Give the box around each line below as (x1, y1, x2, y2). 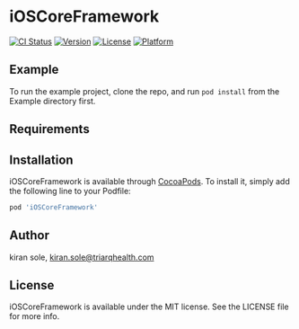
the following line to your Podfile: (9, 185, 132, 196)
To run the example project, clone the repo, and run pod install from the (9, 85, 280, 96)
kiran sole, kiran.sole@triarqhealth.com (9, 252, 154, 262)
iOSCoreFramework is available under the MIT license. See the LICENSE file (9, 301, 289, 312)
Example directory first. (9, 95, 96, 106)
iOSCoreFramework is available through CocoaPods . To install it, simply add (9, 175, 290, 186)
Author (9, 227, 49, 244)
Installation (9, 152, 74, 167)
